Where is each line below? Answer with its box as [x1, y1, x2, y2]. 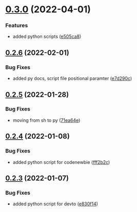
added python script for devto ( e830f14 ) [12, 201, 99, 207]
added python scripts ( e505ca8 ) [12, 33, 82, 39]
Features [5, 22, 28, 29]
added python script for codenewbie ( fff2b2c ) [12, 159, 110, 165]
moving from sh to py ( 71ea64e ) [12, 117, 81, 123]
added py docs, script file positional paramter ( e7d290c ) [12, 75, 132, 81]
